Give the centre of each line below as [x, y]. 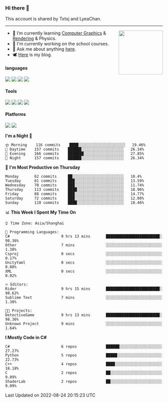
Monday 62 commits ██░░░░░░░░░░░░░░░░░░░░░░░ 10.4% [73, 176]
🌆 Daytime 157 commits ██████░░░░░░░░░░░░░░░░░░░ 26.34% [74, 149]
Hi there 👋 [17, 8]
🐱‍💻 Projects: [19, 311]
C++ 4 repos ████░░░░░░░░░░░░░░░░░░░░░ [84, 364]
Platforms [15, 114]
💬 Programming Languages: [32, 232]
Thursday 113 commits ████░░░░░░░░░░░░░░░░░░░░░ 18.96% [74, 189]
